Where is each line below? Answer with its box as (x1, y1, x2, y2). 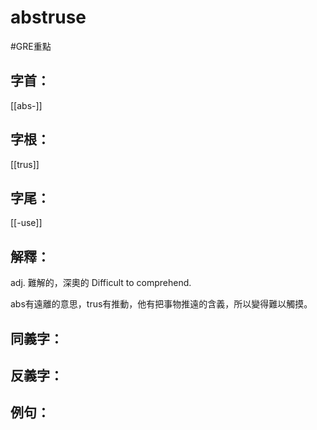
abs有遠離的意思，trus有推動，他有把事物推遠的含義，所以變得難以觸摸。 (10, 298, 313, 310)
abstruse (10, 6, 87, 29)
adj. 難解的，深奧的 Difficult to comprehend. (10, 277, 192, 289)
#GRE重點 (10, 40, 52, 52)
